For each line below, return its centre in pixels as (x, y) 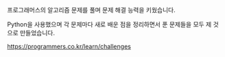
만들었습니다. (37, 33)
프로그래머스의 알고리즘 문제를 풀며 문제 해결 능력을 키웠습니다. (92, 10)
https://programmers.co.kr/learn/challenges (69, 46)
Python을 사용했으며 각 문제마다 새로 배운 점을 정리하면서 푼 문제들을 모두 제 (109, 24)
